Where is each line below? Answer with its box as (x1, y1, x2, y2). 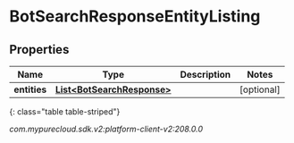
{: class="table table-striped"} (9, 106, 121, 117)
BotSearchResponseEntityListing (9, 6, 261, 27)
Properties (9, 42, 70, 57)
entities (13, 83, 47, 96)
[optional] (239, 83, 281, 96)
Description (180, 69, 231, 80)
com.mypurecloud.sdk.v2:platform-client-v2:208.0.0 (9, 123, 204, 134)
